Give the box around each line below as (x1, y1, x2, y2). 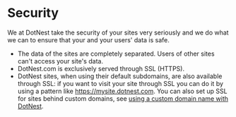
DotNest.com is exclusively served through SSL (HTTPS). (17, 64, 185, 73)
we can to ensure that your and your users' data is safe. (7, 35, 170, 44)
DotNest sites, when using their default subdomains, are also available (17, 72, 223, 80)
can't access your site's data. (17, 56, 104, 65)
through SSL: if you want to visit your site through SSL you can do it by (17, 79, 224, 87)
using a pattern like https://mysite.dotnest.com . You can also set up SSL (17, 87, 228, 95)
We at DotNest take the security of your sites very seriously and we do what (7, 28, 229, 37)
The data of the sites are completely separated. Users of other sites (17, 49, 215, 58)
